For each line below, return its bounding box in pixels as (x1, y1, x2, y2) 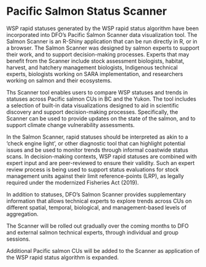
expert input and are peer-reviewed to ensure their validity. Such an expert (6, 159, 195, 166)
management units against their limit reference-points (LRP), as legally (6, 172, 184, 179)
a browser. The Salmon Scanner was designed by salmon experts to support (6, 44, 200, 52)
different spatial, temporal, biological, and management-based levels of (6, 204, 187, 211)
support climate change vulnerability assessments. (6, 121, 135, 128)
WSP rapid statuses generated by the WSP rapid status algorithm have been (6, 25, 199, 32)
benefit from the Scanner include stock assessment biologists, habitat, (6, 57, 185, 64)
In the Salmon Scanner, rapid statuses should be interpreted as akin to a (6, 133, 188, 141)
